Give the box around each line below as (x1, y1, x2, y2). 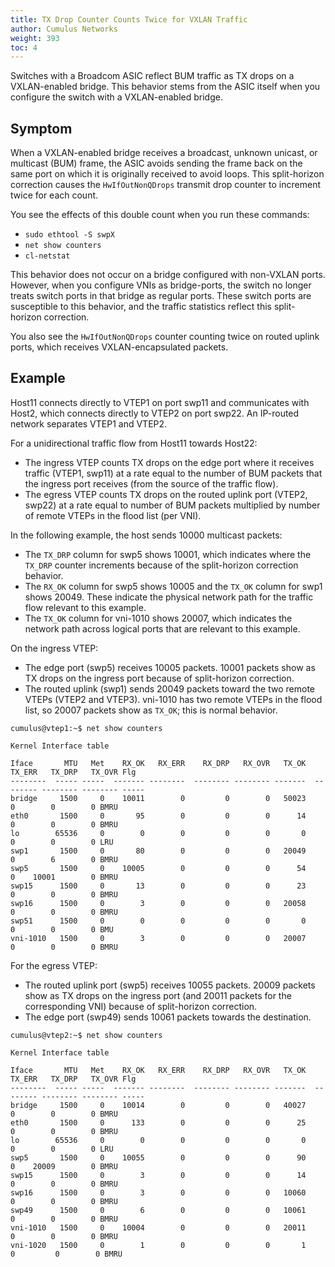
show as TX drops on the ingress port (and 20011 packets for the (24, 989, 292, 1001)
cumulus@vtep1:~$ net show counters (10, 723, 163, 733)
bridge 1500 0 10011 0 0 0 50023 (10, 793, 307, 803)
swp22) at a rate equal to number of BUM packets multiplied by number (24, 499, 321, 511)
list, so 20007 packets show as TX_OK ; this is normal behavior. (24, 704, 278, 716)
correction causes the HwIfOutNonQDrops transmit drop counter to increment (10, 179, 321, 191)
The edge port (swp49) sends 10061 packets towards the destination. (24, 1011, 312, 1023)
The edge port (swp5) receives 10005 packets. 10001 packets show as (24, 661, 316, 673)
